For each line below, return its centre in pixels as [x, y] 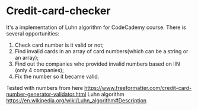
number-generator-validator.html [46, 94]
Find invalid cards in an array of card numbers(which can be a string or [101, 51]
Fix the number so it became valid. [57, 76]
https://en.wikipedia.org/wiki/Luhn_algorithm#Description [76, 100]
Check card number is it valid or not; [59, 45]
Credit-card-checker [58, 11]
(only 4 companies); [39, 70]
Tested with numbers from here [44, 88]
